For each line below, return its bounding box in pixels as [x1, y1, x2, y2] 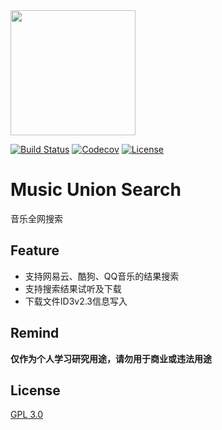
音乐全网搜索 [10, 212, 63, 224]
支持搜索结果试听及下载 [24, 282, 122, 294]
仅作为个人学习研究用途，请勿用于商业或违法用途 [10, 352, 212, 364]
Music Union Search [10, 179, 182, 201]
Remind [10, 325, 60, 342]
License [10, 382, 61, 399]
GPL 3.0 [10, 409, 44, 421]
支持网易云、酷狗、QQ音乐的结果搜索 [24, 270, 180, 282]
